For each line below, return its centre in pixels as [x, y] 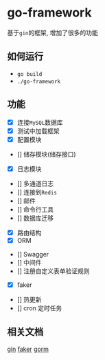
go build [30, 74]
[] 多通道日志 [35, 183]
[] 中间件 [29, 262]
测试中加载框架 [38, 131]
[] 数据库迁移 [35, 218]
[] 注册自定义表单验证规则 [53, 271]
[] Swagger [33, 254]
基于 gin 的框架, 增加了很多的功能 [52, 32]
